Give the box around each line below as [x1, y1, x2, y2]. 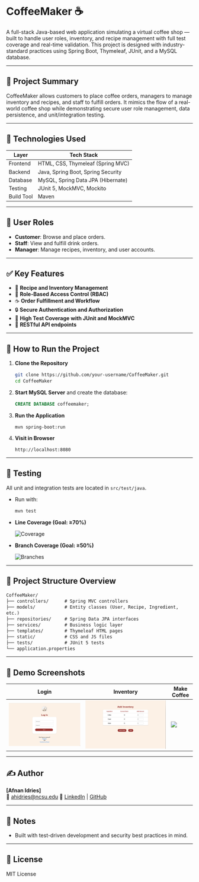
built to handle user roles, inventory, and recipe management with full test [6, 34, 186, 42]
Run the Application [14, 412, 65, 419]
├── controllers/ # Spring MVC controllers [6, 598, 129, 605]
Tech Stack [69, 151, 98, 159]
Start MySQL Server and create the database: [14, 389, 128, 396]
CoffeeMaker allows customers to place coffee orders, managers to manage [6, 92, 192, 99]
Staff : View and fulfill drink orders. [14, 239, 99, 246]
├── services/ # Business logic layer [6, 622, 123, 628]
